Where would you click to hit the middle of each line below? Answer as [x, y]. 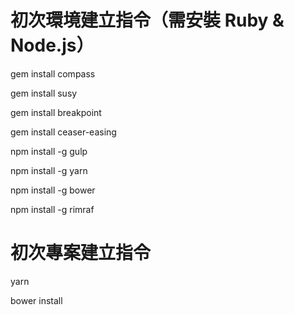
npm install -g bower [53, 190]
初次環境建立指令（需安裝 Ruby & [147, 20]
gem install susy [44, 93]
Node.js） [52, 45]
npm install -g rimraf [52, 209]
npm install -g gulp [49, 151]
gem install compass [53, 73]
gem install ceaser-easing [63, 132]
